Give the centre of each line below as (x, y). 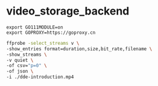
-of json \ (20, 71)
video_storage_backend (68, 11)
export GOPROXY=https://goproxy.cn (51, 32)
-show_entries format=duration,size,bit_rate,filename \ (79, 49)
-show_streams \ (27, 55)
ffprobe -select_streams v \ (43, 43)
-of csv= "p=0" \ (27, 66)
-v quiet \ (20, 60)
